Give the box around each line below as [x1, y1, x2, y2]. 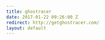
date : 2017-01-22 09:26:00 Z [6, 14, 78, 20]
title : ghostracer [6, 8, 52, 15]
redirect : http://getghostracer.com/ [6, 19, 100, 25]
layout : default [6, 25, 46, 31]
